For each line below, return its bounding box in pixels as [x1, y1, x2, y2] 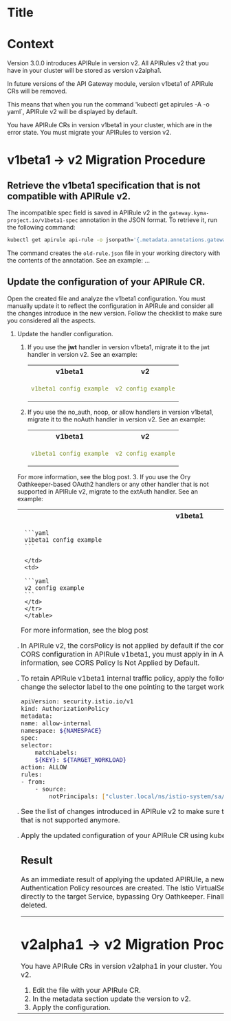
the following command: [7, 223, 76, 232]
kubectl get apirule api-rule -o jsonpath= [7, 237, 134, 243]
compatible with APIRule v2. [7, 190, 131, 202]
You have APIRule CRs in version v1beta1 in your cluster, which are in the [7, 121, 212, 129]
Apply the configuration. [32, 1002, 111, 1012]
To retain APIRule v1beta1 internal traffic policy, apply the [20, 673, 208, 683]
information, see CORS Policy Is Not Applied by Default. [20, 658, 200, 668]
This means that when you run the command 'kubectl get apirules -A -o [7, 100, 210, 109]
